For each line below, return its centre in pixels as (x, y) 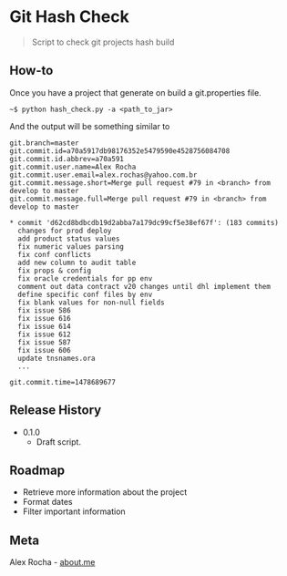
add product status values (69, 239)
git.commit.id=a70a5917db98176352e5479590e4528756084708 (120, 151)
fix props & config (55, 271)
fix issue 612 (44, 334)
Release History (56, 411)
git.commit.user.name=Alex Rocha (73, 167)
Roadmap (37, 470)
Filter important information (74, 511)
